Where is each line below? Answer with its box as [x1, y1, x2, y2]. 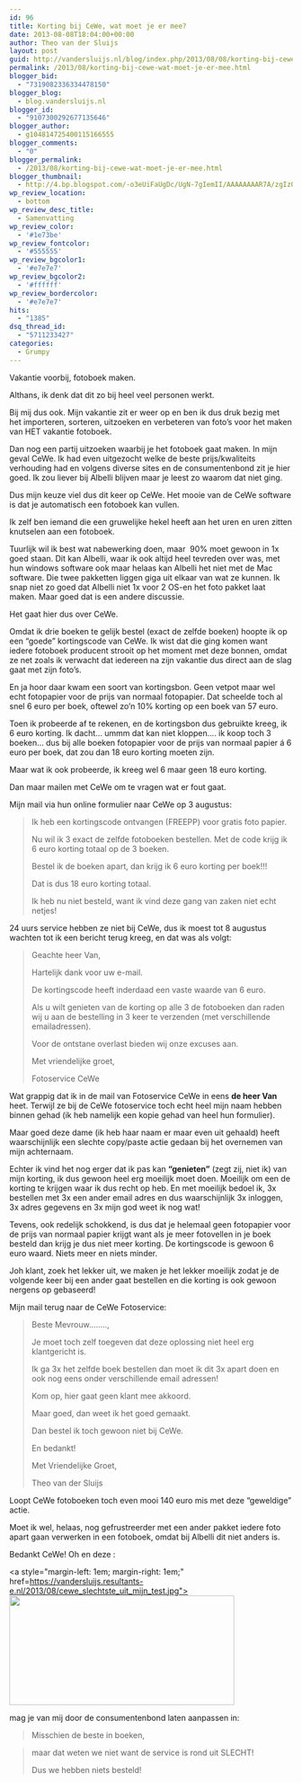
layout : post [9, 47, 58, 56]
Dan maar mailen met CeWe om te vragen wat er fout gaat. [9, 781, 226, 792]
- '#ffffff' [17, 280, 63, 289]
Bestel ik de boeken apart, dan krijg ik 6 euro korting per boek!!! [31, 860, 268, 872]
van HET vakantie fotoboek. [9, 426, 112, 437]
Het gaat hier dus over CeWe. [9, 608, 119, 619]
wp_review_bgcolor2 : [9, 272, 87, 281]
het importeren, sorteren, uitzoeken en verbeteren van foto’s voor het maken [9, 416, 292, 427]
